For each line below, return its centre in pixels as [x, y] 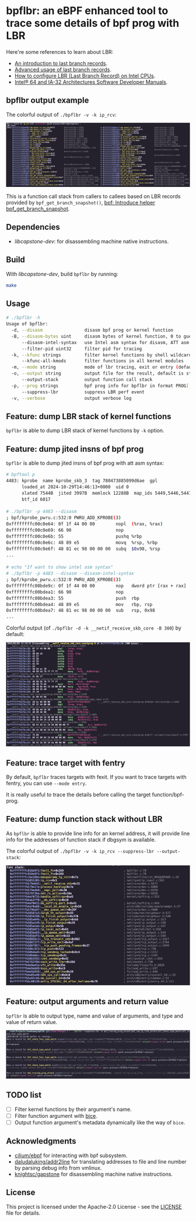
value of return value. [32, 1022]
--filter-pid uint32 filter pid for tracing [82, 349]
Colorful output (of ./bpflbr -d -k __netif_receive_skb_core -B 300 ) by [94, 628]
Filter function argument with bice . [56, 1115]
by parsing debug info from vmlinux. [58, 1168]
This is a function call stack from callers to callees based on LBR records [93, 196]
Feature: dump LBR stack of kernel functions [89, 416]
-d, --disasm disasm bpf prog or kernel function [92, 330]
